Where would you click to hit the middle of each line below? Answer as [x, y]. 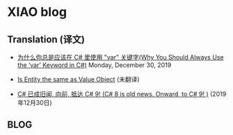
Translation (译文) [46, 39]
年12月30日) [34, 102]
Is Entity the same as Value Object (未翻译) [79, 79]
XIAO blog [37, 12]
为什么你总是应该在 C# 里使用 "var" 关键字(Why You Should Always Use [120, 57]
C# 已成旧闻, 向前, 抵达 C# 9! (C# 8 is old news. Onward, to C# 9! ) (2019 [122, 94]
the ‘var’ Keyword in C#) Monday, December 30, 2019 [94, 65]
